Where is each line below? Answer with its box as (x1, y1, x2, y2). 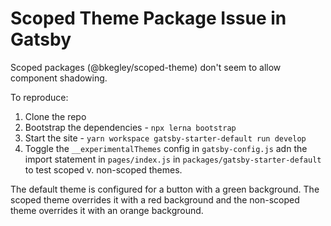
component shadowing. (10, 72, 108, 84)
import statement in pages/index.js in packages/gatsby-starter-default (24, 153, 322, 165)
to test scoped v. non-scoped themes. (24, 163, 183, 176)
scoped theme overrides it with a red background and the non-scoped (10, 193, 300, 206)
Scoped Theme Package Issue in (10, 7, 287, 30)
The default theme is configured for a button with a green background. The (10, 183, 320, 195)
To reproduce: (10, 91, 69, 103)
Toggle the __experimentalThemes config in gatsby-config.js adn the (24, 142, 308, 154)
